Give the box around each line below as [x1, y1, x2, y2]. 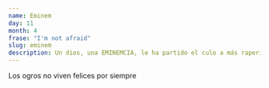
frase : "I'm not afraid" [8, 34, 91, 42]
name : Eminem [8, 11, 52, 20]
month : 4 [8, 26, 38, 34]
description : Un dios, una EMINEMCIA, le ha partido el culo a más [8, 49, 239, 57]
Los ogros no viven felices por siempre [8, 71, 137, 80]
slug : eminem [8, 42, 52, 50]
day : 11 [8, 19, 34, 27]
